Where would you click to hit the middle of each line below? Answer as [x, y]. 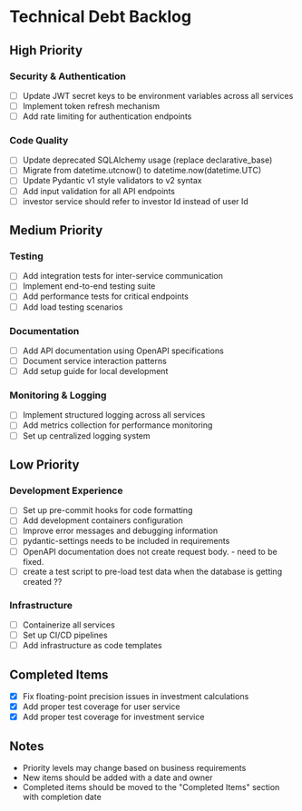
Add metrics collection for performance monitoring [117, 425]
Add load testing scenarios [73, 307]
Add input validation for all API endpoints [98, 191]
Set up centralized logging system [87, 435]
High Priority [46, 50]
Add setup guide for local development [95, 371]
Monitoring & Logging [58, 395]
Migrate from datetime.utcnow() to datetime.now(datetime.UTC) [142, 171]
